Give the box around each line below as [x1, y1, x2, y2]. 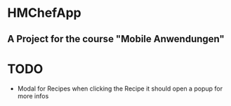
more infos [17, 91, 49, 100]
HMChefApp [7, 5, 82, 21]
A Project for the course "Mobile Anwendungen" [7, 33, 225, 45]
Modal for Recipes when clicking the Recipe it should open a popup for [17, 84, 223, 93]
